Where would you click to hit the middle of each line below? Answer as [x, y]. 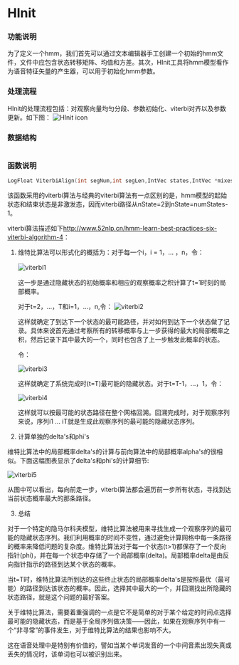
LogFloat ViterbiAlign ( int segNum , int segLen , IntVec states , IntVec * [113, 181]
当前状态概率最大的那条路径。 [51, 498]
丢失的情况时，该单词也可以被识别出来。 [67, 654]
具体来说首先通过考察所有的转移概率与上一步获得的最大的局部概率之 [130, 331]
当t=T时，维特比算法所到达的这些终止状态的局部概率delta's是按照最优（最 [116, 580]
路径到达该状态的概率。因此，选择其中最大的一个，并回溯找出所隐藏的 [129, 588]
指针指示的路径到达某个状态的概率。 [66, 565]
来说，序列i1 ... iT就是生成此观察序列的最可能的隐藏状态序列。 [108, 421]
